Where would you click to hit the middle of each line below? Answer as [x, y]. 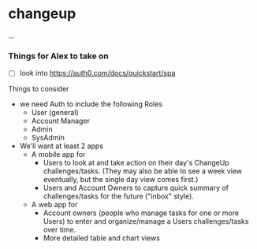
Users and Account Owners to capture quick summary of [136, 188]
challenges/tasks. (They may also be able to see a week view [143, 171]
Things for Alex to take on [58, 56]
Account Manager [61, 121]
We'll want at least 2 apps [61, 146]
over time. [60, 230]
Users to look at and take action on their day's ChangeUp [136, 163]
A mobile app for [58, 154]
